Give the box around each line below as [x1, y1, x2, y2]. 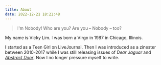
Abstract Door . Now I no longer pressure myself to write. [5, 54, 119, 60]
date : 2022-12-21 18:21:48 [5, 12, 60, 17]
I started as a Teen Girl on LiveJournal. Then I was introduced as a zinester [5, 44, 156, 50]
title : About [5, 7, 32, 12]
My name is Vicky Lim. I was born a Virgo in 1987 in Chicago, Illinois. [5, 35, 143, 41]
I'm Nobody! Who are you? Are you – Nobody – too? [17, 25, 122, 31]
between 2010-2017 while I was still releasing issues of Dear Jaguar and [5, 49, 151, 55]
